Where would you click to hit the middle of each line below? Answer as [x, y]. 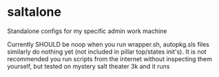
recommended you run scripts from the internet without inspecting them [109, 58]
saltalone [34, 12]
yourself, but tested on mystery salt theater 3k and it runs [88, 66]
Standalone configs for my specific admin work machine [87, 31]
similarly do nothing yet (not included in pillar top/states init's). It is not [107, 52]
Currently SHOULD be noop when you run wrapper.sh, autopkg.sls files [108, 44]
